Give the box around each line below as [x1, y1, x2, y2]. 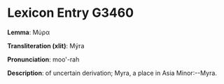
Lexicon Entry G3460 [7, 5, 134, 21]
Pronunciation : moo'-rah [7, 55, 80, 64]
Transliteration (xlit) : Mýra [7, 41, 85, 50]
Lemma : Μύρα [7, 28, 50, 36]
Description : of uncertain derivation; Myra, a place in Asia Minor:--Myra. [7, 69, 217, 77]
